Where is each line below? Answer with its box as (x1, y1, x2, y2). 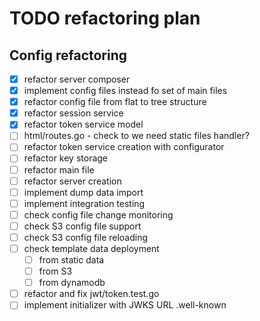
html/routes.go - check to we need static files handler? (23, 130, 250, 142)
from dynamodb (38, 277, 106, 289)
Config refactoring (9, 47, 128, 64)
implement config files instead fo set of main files (23, 85, 228, 97)
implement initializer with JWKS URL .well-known (23, 299, 227, 311)
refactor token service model (23, 118, 144, 131)
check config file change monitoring (23, 208, 174, 221)
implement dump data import (23, 186, 144, 198)
